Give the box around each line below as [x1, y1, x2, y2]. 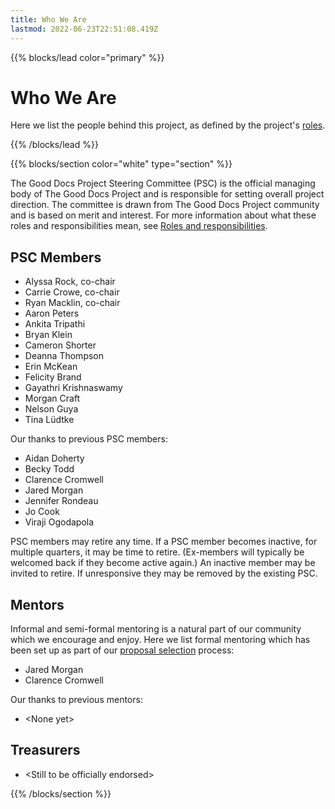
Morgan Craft [24, 392, 81, 405]
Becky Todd [24, 463, 75, 475]
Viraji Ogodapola [24, 516, 95, 528]
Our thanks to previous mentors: [10, 694, 143, 706]
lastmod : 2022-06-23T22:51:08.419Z [10, 24, 159, 34]
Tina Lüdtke [24, 414, 75, 426]
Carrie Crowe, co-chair [24, 286, 120, 298]
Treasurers [10, 742, 81, 759]
